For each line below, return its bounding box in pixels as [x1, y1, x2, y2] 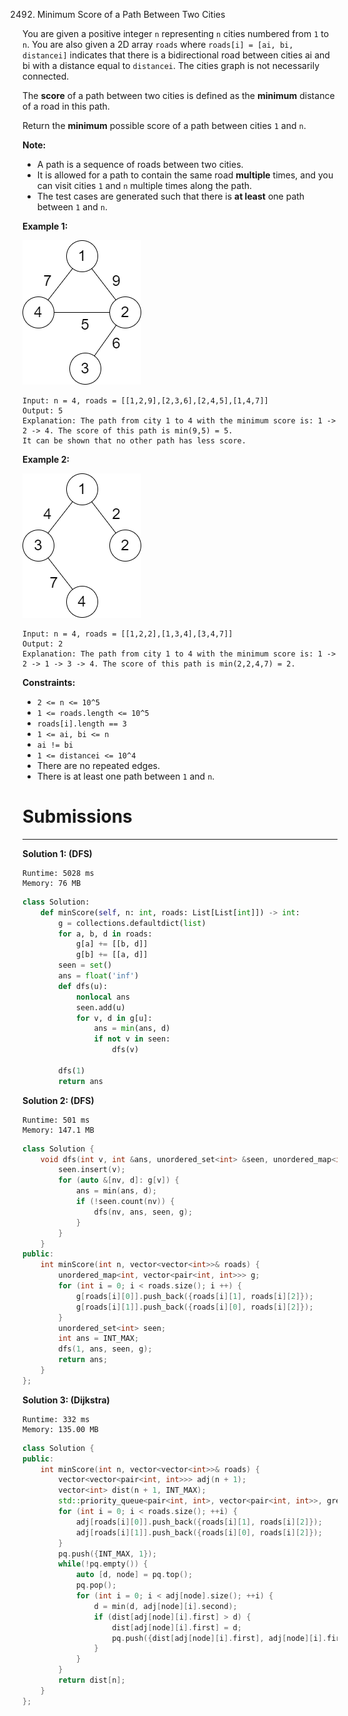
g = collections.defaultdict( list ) [58, 918, 207, 928]
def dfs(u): [58, 981, 109, 991]
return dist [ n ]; [58, 1675, 126, 1686]
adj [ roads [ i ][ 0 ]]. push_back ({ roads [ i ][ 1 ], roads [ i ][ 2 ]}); [75, 1517, 323, 1527]
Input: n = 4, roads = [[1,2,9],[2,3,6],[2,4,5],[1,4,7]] [22, 396, 269, 406]
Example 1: [22, 220, 69, 232]
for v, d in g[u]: [75, 1013, 153, 1023]
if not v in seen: [93, 1034, 171, 1044]
